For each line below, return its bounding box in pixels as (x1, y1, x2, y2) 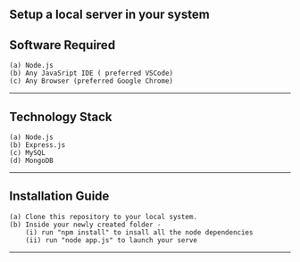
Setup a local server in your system (9, 7, 210, 22)
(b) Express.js (9, 141, 66, 150)
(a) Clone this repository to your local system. (9, 212, 198, 221)
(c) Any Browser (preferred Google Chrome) (9, 77, 174, 86)
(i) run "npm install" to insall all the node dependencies (25, 227, 254, 237)
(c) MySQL (9, 149, 46, 158)
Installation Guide (9, 189, 110, 204)
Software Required (9, 37, 116, 53)
